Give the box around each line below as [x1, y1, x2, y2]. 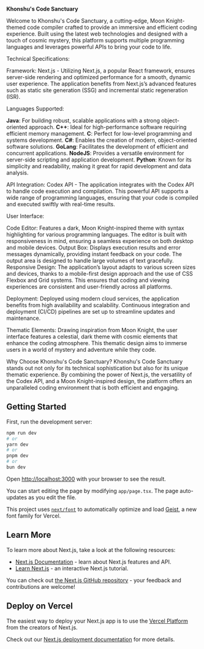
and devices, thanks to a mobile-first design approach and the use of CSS [6, 270, 193, 277]
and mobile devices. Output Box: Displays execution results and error [6, 244, 181, 251]
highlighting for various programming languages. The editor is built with [6, 231, 187, 238]
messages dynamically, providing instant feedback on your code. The [6, 251, 183, 257]
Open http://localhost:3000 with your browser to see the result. [6, 475, 167, 483]
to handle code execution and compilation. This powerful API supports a [6, 187, 189, 195]
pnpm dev [6, 453, 29, 459]
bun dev [6, 464, 26, 470]
